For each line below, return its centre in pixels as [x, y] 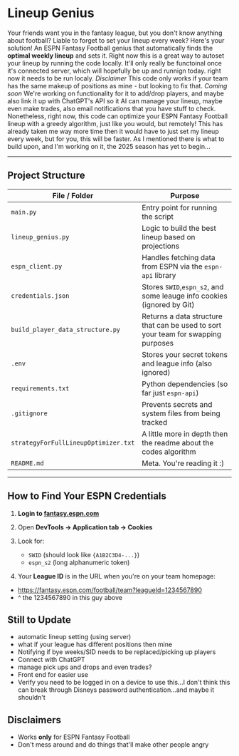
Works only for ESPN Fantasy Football [74, 737]
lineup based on [169, 237]
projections [161, 246]
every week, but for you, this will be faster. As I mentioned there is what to [116, 139]
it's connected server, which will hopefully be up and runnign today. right [115, 71]
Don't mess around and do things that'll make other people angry [113, 745]
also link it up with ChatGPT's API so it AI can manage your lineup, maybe [115, 100]
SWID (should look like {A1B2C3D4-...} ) [84, 554]
